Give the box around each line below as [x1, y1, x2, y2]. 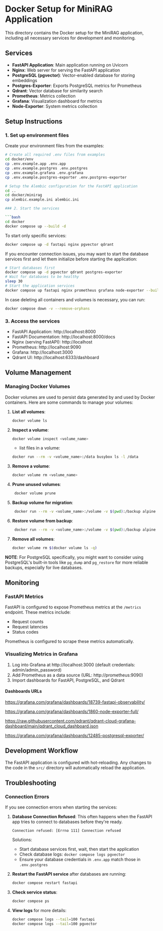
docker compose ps [12, 899, 49, 904]
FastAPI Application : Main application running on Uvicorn [12, 62, 129, 68]
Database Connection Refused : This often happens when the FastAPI [12, 814, 153, 820]
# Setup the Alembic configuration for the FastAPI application [5, 184, 138, 189]
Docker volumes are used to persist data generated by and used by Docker [5, 394, 155, 400]
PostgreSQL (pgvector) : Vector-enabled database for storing [12, 72, 135, 78]
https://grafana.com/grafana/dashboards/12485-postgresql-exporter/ [5, 732, 145, 738]
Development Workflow [5, 747, 79, 755]
